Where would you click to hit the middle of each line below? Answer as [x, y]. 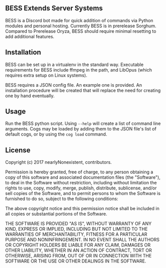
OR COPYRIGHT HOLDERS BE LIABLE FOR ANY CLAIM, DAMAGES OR [78, 245]
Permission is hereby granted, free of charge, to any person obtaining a [79, 172]
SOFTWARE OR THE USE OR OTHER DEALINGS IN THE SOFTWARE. [76, 261]
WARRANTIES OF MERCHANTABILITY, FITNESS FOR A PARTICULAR [76, 234]
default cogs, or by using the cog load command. [56, 134]
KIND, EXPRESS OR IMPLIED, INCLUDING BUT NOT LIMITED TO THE [76, 229]
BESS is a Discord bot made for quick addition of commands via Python [79, 20]
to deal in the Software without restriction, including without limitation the [81, 183]
